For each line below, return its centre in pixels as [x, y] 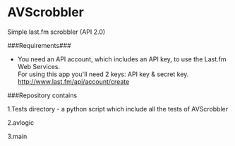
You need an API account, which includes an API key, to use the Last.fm [122, 59]
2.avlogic [20, 122]
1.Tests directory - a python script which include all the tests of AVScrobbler [118, 109]
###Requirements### [40, 45]
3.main [17, 136]
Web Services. [39, 66]
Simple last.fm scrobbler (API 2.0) [56, 32]
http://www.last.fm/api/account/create [73, 81]
